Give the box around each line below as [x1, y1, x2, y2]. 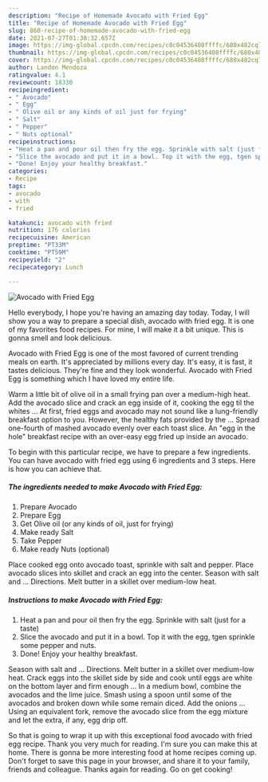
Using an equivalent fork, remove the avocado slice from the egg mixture [8, 707, 249, 717]
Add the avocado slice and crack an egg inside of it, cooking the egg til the [8, 398, 255, 407]
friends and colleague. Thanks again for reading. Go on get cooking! [8, 764, 233, 774]
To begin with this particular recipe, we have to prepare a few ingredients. [8, 447, 251, 457]
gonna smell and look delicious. [8, 332, 112, 343]
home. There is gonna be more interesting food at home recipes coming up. [8, 748, 257, 757]
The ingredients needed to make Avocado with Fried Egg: [8, 482, 203, 492]
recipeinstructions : [8, 137, 77, 146]
